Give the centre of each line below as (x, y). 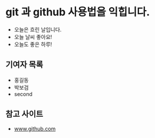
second (23, 94)
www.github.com (35, 129)
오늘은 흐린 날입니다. (38, 29)
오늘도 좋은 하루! (33, 44)
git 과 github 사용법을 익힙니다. (78, 12)
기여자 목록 (24, 65)
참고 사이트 (24, 114)
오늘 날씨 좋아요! (33, 37)
